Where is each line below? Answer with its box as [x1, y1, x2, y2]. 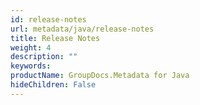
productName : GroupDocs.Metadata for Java [10, 71, 190, 81]
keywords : [10, 61, 52, 71]
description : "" [10, 52, 78, 62]
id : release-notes [10, 14, 87, 25]
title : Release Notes [10, 33, 101, 43]
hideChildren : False [10, 80, 97, 90]
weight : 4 [10, 42, 52, 53]
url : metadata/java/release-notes [10, 24, 155, 34]
